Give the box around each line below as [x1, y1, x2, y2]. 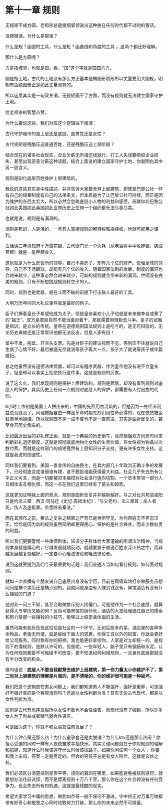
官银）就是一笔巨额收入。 [5, 249, 58, 255]
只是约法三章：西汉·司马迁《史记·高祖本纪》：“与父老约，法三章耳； [5, 498, 143, 504]
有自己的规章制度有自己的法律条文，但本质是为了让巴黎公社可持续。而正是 [5, 192, 158, 198]
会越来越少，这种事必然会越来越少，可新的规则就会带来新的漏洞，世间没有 [5, 272, 158, 278]
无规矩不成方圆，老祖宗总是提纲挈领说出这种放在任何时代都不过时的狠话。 [5, 22, 158, 28]
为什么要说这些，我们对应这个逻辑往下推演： [5, 120, 97, 126]
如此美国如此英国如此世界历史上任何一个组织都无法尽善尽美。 [9, 204, 136, 211]
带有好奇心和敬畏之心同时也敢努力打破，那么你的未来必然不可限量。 [5, 799, 145, 805]
